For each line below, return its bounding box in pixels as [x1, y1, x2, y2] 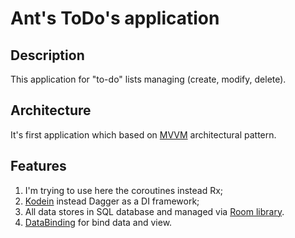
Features [10, 158, 67, 175]
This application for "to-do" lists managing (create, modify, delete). [10, 73, 287, 85]
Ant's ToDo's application [10, 7, 220, 30]
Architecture [10, 102, 92, 119]
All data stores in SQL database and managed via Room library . [24, 205, 285, 217]
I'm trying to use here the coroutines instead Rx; [24, 184, 224, 196]
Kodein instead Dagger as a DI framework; [24, 195, 200, 207]
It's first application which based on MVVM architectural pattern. [10, 128, 277, 141]
